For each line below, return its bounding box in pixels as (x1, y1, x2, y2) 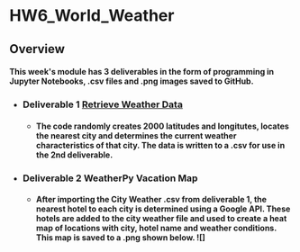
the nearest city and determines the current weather (35, 130, 237, 140)
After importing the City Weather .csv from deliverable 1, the (35, 194, 268, 205)
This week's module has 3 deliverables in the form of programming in (9, 67, 275, 77)
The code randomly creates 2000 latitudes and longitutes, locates (35, 121, 290, 131)
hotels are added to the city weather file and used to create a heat (35, 213, 287, 224)
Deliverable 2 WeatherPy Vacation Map (22, 172, 198, 184)
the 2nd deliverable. (35, 149, 114, 160)
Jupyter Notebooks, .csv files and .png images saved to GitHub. (9, 76, 254, 86)
